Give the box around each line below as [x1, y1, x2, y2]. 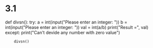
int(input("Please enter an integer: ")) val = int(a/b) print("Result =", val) [5, 24, 149, 30]
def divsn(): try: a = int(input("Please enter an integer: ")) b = [5, 19, 128, 25]
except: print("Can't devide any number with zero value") [5, 29, 120, 35]
